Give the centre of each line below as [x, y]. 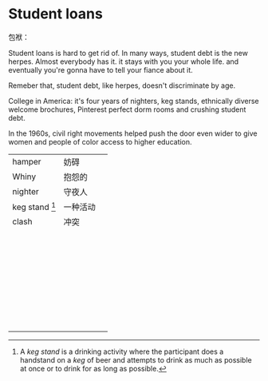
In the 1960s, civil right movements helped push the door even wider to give [133, 133]
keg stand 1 [34, 206]
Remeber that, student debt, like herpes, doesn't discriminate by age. [122, 85]
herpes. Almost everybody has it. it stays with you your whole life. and [124, 62]
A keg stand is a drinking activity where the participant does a [122, 351]
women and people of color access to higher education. [100, 141]
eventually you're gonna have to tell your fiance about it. [100, 69]
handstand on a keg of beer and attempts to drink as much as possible [136, 359]
